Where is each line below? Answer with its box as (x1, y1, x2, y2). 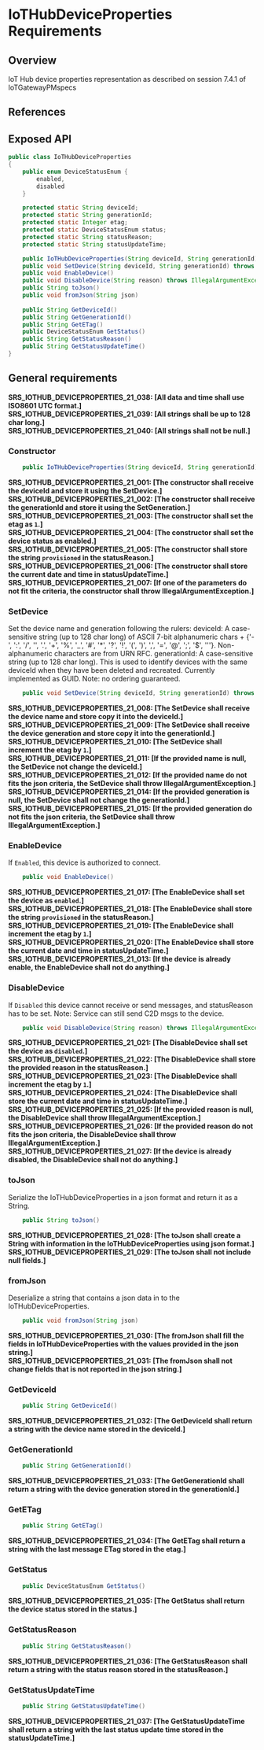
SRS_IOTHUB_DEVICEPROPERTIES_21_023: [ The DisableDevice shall (8, 1072, 237, 1081)
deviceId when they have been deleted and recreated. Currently (8, 666, 215, 675)
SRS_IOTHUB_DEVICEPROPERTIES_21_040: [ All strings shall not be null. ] (8, 426, 251, 435)
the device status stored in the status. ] (8, 1604, 137, 1614)
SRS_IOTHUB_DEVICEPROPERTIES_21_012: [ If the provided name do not (8, 770, 247, 780)
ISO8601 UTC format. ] (8, 401, 82, 410)
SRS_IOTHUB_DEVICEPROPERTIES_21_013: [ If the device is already (8, 954, 232, 964)
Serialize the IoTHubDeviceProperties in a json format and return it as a (8, 1192, 238, 1202)
